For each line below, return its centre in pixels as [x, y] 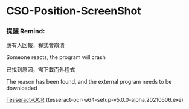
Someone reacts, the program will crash [56, 57]
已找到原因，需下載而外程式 [41, 70]
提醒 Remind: [26, 31]
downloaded [22, 88]
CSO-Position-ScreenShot [74, 11]
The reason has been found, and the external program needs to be [89, 82]
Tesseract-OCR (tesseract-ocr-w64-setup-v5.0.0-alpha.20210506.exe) [95, 100]
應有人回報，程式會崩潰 [35, 45]
